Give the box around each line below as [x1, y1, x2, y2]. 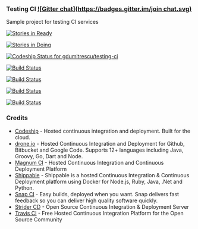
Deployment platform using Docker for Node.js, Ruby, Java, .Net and [14, 178, 183, 185]
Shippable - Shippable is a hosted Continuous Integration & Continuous [14, 171, 190, 178]
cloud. [14, 133, 31, 141]
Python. [14, 184, 34, 192]
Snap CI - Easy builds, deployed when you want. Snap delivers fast [14, 190, 180, 197]
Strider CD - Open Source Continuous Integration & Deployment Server [14, 203, 189, 210]
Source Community [14, 216, 62, 223]
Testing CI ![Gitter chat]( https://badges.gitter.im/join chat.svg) [6, 5, 192, 13]
